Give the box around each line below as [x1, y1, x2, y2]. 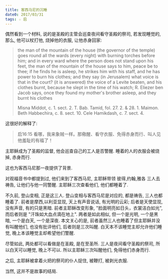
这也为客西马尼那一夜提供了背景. [5, 165, 73, 171]
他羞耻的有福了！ [17, 137, 53, 143]
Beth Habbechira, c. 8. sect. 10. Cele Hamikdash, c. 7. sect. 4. [17, 110, 144, 116]
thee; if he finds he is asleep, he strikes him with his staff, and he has [17, 69, 160, 75]
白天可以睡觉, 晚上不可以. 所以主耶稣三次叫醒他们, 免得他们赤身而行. [9, 247, 150, 253]
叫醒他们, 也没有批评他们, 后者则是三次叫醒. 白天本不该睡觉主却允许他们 [9, 224, 158, 230]
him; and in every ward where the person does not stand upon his [17, 58, 154, 64]
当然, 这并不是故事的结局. [5, 268, 58, 274]
